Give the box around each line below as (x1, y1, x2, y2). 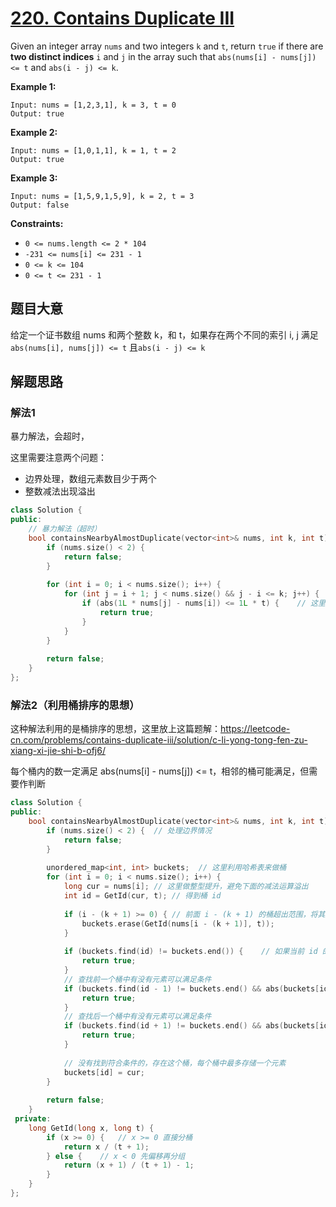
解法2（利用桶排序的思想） (10, 698, 140, 712)
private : (14, 1114, 52, 1124)
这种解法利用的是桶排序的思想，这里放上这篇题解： (10, 723, 221, 735)
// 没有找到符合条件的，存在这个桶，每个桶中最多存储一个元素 (63, 1058, 287, 1068)
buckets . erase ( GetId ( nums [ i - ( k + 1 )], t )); (81, 918, 275, 929)
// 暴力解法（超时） (28, 524, 102, 534)
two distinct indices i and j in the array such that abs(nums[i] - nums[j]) (10, 50, 317, 62)
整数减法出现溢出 (24, 485, 96, 497)
